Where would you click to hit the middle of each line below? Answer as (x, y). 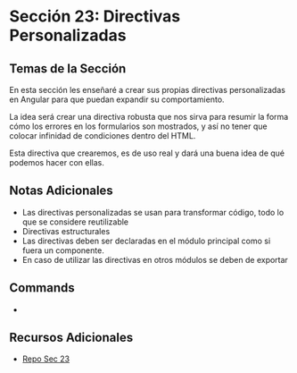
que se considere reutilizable (75, 222)
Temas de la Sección (68, 68)
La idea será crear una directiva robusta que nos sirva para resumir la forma (149, 117)
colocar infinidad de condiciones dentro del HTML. (103, 136)
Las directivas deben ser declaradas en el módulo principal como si (146, 241)
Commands (42, 288)
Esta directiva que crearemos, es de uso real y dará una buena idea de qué (147, 153)
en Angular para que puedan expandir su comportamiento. (117, 99)
